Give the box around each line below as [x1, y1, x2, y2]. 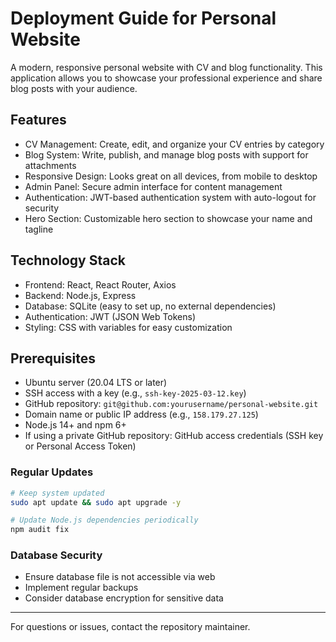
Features [10, 112, 67, 129]
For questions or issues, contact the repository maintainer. [10, 621, 251, 633]
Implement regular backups [24, 582, 139, 594]
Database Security [10, 548, 103, 562]
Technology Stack [10, 252, 126, 269]
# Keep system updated [10, 488, 105, 498]
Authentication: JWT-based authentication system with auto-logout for [24, 191, 317, 203]
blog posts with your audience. [10, 82, 138, 94]
